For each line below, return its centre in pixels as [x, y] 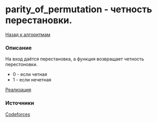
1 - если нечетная [32, 80]
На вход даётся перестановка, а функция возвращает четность [75, 59]
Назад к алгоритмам [28, 34]
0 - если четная [30, 74]
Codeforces [18, 114]
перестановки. [39, 20]
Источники [20, 103]
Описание [19, 48]
